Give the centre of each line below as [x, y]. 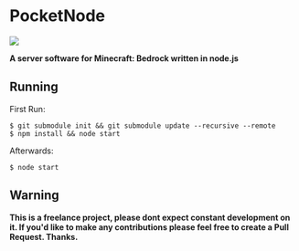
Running [34, 87]
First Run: [27, 109]
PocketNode [58, 16]
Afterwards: [32, 151]
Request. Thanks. [44, 236]
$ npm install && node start [65, 133]
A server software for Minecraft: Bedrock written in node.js [124, 58]
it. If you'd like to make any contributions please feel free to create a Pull [149, 227]
